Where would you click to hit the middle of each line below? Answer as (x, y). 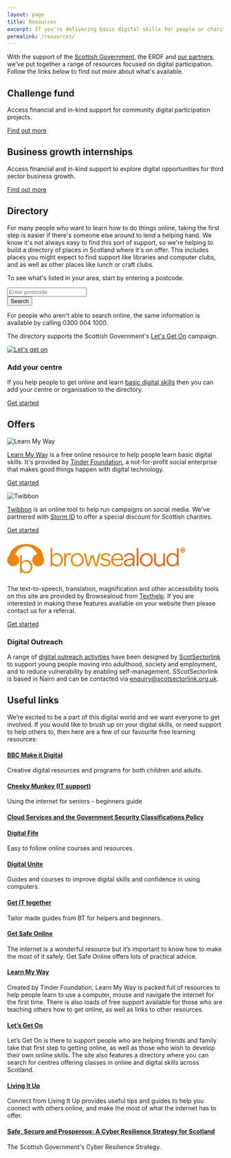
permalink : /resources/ (41, 37)
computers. (23, 887)
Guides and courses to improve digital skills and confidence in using (104, 879)
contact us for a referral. (42, 610)
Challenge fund (41, 93)
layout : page (26, 14)
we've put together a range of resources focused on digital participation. (110, 64)
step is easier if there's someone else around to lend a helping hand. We (109, 235)
